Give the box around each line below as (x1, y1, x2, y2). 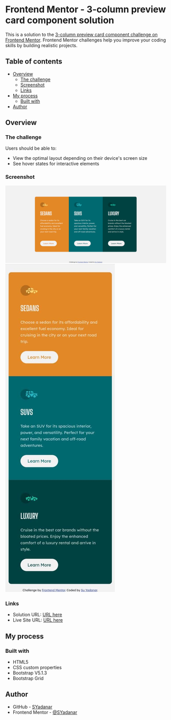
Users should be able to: (5, 145, 57, 152)
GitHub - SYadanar (12, 704, 53, 710)
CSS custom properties (12, 664, 62, 670)
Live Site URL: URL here (12, 617, 63, 623)
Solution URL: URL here (12, 611, 62, 618)
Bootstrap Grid (12, 675, 44, 681)
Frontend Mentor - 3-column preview (5, 4, 166, 15)
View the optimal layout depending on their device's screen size (12, 155, 148, 161)
